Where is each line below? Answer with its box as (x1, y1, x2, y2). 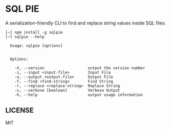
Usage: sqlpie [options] (10, 43, 63, 48)
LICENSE (5, 106, 34, 115)
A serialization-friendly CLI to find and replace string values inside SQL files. (5, 20, 166, 26)
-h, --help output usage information (14, 92, 143, 97)
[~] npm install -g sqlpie (5, 30, 63, 35)
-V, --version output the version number (14, 65, 145, 70)
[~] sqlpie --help (5, 34, 45, 39)
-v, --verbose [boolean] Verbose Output (14, 88, 120, 93)
